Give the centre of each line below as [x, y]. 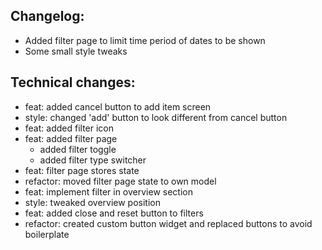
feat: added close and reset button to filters [114, 213]
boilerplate [47, 234]
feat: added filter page [71, 138]
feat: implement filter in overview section [108, 191]
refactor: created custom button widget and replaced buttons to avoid [168, 223]
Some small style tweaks [76, 51]
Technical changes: [73, 82]
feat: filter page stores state [82, 170]
